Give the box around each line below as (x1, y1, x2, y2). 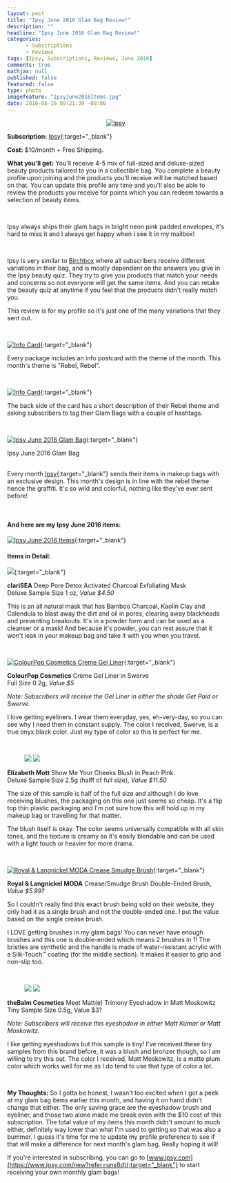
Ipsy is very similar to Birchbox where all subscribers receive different (7, 256, 205, 264)
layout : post (7, 10, 45, 17)
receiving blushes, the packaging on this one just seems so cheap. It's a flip (7, 796, 223, 805)
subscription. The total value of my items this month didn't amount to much (7, 1118, 221, 1126)
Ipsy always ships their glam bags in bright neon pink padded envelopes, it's (7, 222, 225, 231)
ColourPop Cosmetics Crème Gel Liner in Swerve (7, 672, 150, 680)
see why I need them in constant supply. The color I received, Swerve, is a (7, 721, 219, 729)
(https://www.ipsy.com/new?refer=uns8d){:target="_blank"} (7, 1161, 178, 1169)
